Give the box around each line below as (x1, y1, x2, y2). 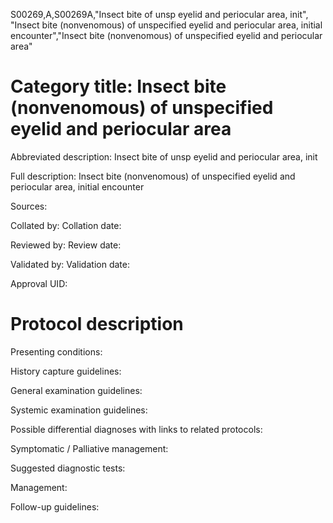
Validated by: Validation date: (10, 258, 130, 270)
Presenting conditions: (10, 345, 103, 358)
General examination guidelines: (10, 384, 143, 396)
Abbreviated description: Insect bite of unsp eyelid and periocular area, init (10, 150, 318, 163)
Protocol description (10, 313, 184, 336)
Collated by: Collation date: (10, 219, 122, 231)
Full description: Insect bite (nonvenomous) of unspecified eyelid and (10, 170, 296, 182)
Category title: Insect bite (10, 75, 227, 98)
